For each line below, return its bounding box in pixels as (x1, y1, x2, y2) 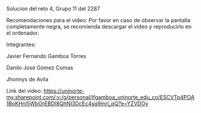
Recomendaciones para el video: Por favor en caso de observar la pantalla (6, 17, 191, 23)
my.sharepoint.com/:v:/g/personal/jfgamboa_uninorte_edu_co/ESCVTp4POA (6, 94, 195, 100)
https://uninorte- (43, 87, 85, 94)
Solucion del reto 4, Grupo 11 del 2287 (6, 5, 100, 12)
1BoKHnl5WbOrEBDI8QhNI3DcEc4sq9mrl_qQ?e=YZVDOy (6, 100, 149, 107)
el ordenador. (6, 29, 40, 36)
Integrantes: (6, 41, 36, 48)
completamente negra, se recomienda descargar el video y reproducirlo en (6, 23, 192, 30)
